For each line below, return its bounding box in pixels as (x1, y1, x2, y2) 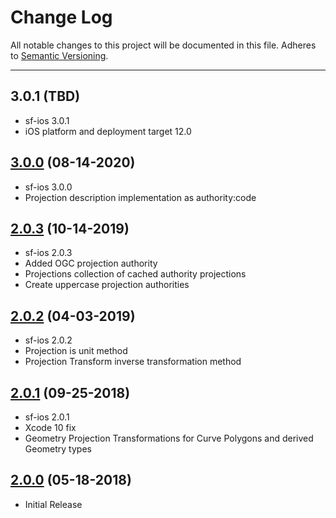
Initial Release (24, 498, 83, 510)
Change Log (10, 6, 113, 29)
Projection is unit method (24, 345, 128, 357)
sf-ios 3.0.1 (24, 114, 70, 126)
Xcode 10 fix (24, 422, 77, 433)
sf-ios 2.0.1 (24, 411, 70, 423)
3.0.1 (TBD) (10, 88, 81, 105)
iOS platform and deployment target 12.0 (24, 125, 192, 137)
